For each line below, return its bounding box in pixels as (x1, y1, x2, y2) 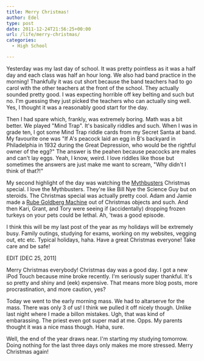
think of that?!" (6, 167, 44, 174)
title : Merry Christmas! (6, 9, 69, 15)
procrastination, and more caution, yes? (6, 286, 106, 293)
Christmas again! (6, 348, 49, 355)
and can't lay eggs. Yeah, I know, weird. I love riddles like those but (6, 154, 175, 161)
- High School (12, 43, 47, 49)
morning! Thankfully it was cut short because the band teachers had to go (6, 77, 193, 85)
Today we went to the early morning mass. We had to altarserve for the (6, 297, 185, 304)
